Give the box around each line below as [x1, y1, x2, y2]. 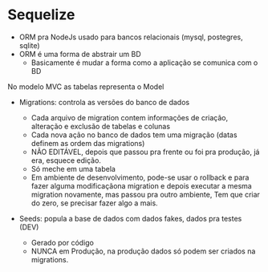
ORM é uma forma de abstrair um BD [18, 49, 141, 59]
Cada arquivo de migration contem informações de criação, [30, 112, 229, 122]
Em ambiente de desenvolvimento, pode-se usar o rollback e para [30, 173, 250, 182]
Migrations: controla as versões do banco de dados [18, 97, 190, 107]
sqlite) [18, 40, 41, 50]
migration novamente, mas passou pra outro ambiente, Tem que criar [30, 189, 260, 199]
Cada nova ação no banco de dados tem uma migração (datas [30, 130, 238, 140]
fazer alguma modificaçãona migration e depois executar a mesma [30, 181, 252, 190]
